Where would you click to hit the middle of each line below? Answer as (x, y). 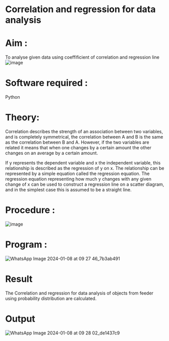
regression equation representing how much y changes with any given (78, 179)
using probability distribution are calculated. (51, 298)
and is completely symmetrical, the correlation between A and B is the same (84, 137)
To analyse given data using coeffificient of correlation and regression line (82, 57)
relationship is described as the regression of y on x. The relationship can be (85, 168)
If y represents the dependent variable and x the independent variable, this (83, 163)
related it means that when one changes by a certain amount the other (78, 147)
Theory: (22, 118)
